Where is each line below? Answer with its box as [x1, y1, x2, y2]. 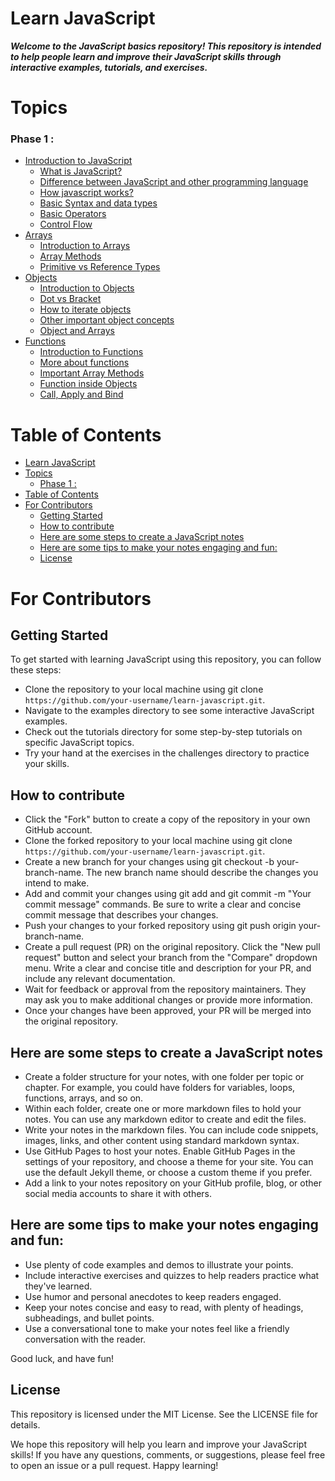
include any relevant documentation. [24, 973, 176, 985]
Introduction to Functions [39, 346, 144, 358]
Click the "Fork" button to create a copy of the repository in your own [24, 813, 311, 826]
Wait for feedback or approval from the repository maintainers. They [24, 983, 307, 996]
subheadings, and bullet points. [24, 1312, 155, 1324]
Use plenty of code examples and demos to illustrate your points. [24, 1258, 294, 1271]
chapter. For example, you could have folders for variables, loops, [24, 1081, 296, 1093]
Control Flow [39, 218, 93, 231]
